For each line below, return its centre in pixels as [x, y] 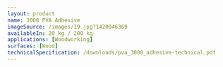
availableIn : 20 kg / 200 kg [50, 33]
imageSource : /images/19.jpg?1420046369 [68, 27]
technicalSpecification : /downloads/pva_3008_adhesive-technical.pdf [112, 53]
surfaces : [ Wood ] [33, 46]
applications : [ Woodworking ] [50, 40]
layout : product [31, 14]
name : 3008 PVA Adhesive [44, 20]
